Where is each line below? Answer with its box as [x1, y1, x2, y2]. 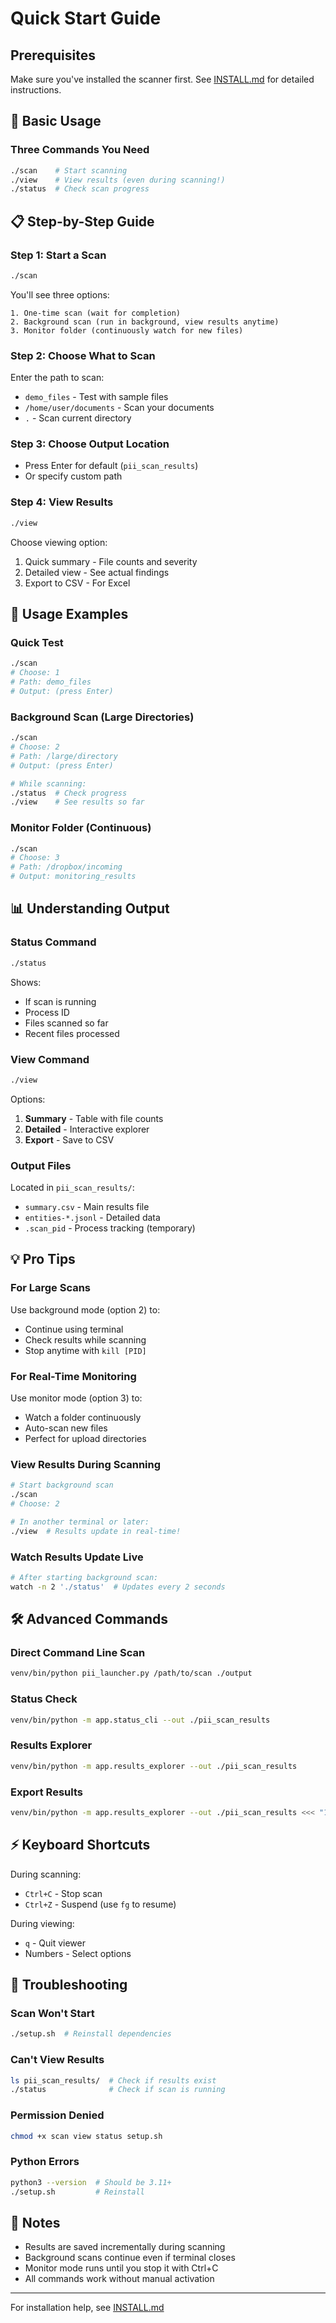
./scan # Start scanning [10, 165, 128, 176]
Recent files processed [24, 1027, 120, 1039]
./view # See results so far [10, 797, 145, 807]
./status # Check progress [10, 788, 128, 798]
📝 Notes [10, 2214, 61, 2231]
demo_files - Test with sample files [24, 391, 169, 403]
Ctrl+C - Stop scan [24, 1887, 103, 1899]
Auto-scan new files [24, 1422, 108, 1434]
